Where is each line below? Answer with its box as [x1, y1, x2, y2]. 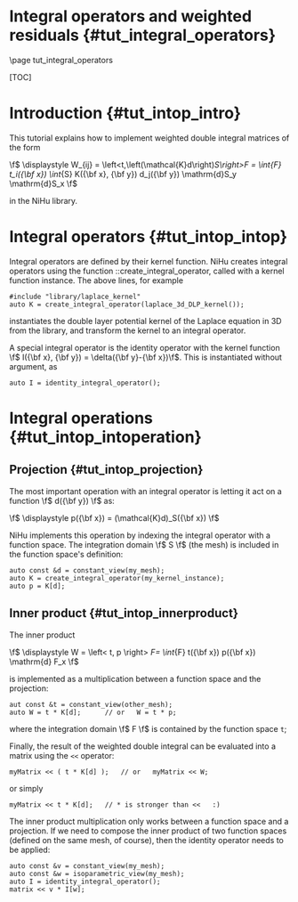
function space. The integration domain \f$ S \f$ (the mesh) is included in [9, 539, 279, 549]
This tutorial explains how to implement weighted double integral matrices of [9, 132, 290, 143]
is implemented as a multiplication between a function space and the [9, 673, 262, 684]
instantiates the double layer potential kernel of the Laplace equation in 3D [9, 315, 282, 326]
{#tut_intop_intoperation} [9, 427, 202, 447]
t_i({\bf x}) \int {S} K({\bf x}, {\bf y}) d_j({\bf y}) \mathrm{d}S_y [9, 168, 238, 179]
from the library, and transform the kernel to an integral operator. [9, 325, 246, 336]
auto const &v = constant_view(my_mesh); [9, 861, 165, 870]
